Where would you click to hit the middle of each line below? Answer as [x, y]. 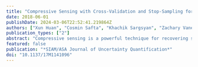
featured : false [26, 44]
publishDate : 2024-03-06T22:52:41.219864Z [59, 22]
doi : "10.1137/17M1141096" [39, 55]
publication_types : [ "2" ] [38, 33]
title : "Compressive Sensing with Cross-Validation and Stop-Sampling [95, 11]
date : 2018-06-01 [27, 17]
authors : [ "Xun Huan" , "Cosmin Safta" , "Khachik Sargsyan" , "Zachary [93, 28]
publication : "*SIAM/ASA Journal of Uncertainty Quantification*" [89, 50]
